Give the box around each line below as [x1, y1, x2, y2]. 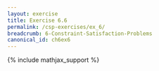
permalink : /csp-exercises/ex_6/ [7, 23, 106, 30]
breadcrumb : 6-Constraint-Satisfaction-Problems [7, 30, 153, 37]
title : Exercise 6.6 [7, 17, 68, 24]
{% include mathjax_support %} [7, 56, 100, 64]
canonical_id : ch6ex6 [7, 37, 71, 44]
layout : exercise [7, 10, 58, 18]
